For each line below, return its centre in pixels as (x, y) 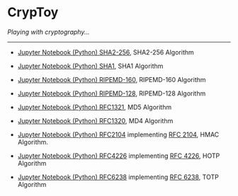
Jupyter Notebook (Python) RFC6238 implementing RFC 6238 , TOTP (118, 177)
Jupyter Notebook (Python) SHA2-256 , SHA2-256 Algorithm (106, 52)
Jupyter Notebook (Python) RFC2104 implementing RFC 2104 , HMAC (118, 134)
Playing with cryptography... (49, 32)
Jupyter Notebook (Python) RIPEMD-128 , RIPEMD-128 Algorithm (112, 93)
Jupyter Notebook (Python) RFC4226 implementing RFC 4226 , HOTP (119, 156)
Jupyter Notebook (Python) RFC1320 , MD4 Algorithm (95, 120)
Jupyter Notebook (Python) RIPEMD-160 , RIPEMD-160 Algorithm (112, 79)
